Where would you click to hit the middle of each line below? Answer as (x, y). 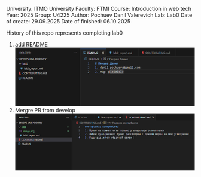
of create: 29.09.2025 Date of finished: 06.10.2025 (68, 21)
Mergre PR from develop (45, 111)
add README (31, 45)
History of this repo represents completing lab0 (65, 33)
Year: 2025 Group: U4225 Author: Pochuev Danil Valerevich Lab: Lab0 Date (99, 15)
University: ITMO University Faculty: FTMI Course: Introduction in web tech (99, 9)
